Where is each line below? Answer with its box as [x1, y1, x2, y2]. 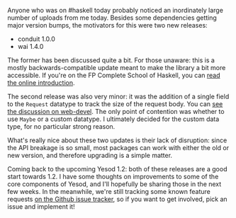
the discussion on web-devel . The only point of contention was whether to [7, 108, 225, 115]
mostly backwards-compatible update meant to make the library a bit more [7, 64, 226, 71]
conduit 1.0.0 [17, 35, 55, 43]
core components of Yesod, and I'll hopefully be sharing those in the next [7, 180, 222, 188]
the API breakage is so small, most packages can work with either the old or [7, 144, 229, 151]
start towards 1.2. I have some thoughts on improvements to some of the [7, 173, 219, 180]
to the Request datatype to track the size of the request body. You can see [7, 100, 223, 108]
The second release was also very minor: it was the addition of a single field [7, 92, 230, 101]
